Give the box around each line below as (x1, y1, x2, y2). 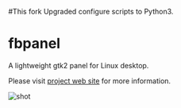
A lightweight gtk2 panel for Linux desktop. (8, 60, 149, 70)
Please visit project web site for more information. (8, 75, 171, 86)
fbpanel (8, 35, 61, 52)
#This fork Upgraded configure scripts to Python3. (8, 7, 174, 16)
